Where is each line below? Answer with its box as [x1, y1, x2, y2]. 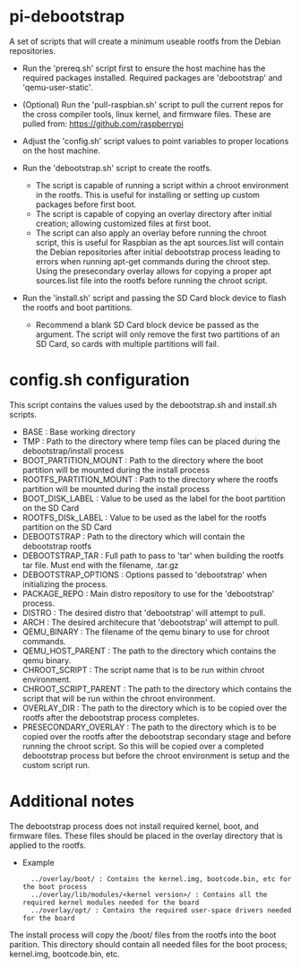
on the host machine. [21, 145, 101, 156]
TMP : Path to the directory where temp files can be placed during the [21, 436, 280, 446]
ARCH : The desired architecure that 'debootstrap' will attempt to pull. [21, 617, 280, 627]
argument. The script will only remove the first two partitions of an [35, 329, 280, 340]
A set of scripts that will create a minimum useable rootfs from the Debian [9, 36, 281, 47]
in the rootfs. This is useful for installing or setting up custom [35, 189, 260, 200]
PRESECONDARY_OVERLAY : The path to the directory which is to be [21, 722, 277, 732]
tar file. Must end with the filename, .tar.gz [21, 559, 179, 570]
